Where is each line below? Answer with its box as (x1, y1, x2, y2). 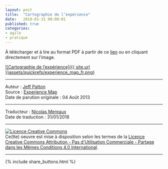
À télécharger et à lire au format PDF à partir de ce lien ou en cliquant (5, 48, 148, 55)
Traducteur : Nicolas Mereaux (5, 108, 66, 114)
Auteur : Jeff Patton (5, 83, 46, 89)
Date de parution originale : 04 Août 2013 (5, 94, 90, 100)
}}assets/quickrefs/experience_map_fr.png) (5, 69, 95, 75)
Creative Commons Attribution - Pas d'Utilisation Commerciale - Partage (5, 138, 154, 145)
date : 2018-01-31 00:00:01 (5, 16, 66, 21)
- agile (5, 30, 21, 35)
